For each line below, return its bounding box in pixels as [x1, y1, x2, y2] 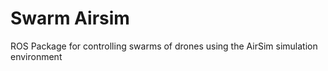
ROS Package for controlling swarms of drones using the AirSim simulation [10, 40, 318, 52]
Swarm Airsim [10, 7, 130, 30]
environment [10, 50, 63, 62]
